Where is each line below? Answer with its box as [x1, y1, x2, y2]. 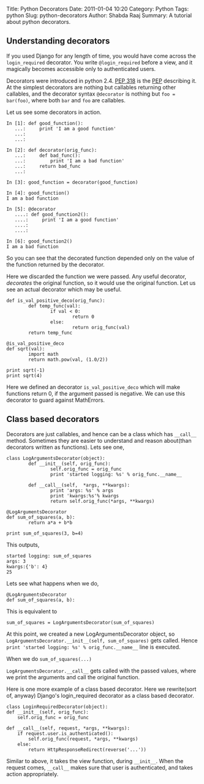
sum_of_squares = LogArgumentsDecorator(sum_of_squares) [6, 619, 155, 625]
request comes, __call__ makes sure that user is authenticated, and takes [6, 764, 193, 771]
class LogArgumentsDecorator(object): [6, 455, 105, 461]
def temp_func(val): [28, 303, 81, 309]
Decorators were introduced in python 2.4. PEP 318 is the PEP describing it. [6, 77, 197, 85]
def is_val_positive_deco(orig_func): [6, 297, 105, 304]
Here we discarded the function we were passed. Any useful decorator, [6, 273, 187, 280]
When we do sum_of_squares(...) [6, 655, 92, 662]
